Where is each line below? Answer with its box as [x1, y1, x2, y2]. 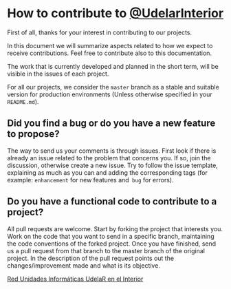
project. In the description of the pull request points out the [7, 254, 174, 262]
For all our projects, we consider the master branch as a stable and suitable [7, 83, 220, 91]
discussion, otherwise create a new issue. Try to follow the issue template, [7, 161, 218, 169]
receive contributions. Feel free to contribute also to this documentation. [7, 49, 212, 57]
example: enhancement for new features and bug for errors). [7, 175, 174, 184]
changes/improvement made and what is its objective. [7, 261, 160, 270]
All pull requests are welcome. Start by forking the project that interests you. [7, 224, 223, 233]
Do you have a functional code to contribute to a [7, 195, 217, 208]
